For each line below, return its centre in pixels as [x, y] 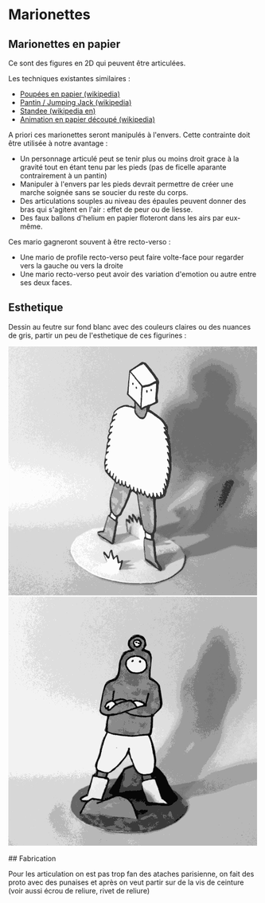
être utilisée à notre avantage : [58, 143]
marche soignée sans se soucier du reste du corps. [104, 192]
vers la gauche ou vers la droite [71, 266]
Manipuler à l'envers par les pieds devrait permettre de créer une [127, 184]
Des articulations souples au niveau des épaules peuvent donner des [133, 201]
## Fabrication [32, 858]
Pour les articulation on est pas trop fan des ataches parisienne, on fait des [131, 874]
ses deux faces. [46, 283]
